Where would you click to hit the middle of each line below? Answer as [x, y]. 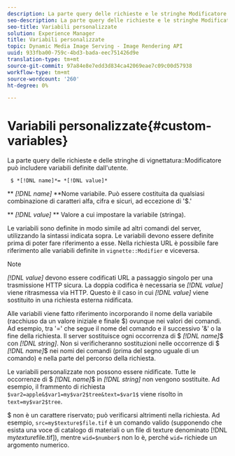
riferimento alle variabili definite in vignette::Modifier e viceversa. [104, 251]
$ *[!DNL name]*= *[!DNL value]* [59, 181]
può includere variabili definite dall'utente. [68, 168]
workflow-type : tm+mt [39, 72]
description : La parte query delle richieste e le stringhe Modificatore [117, 14]
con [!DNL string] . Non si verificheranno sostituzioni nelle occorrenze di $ [114, 343]
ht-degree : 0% [28, 85]
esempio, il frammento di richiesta [56, 387]
